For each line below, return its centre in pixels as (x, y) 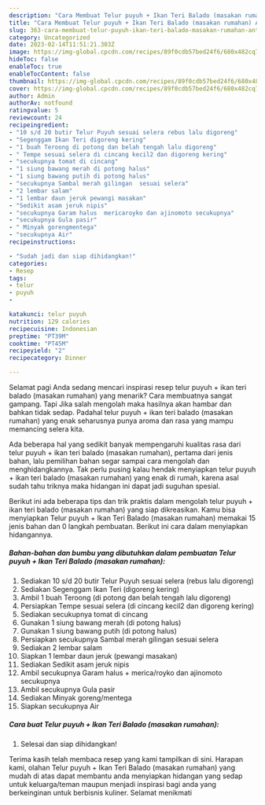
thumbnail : (27, 81)
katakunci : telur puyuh (48, 314)
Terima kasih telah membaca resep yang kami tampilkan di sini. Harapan (126, 759)
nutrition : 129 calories (50, 322)
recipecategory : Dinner (48, 358)
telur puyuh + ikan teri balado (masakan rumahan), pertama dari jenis (121, 452)
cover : (20, 88)
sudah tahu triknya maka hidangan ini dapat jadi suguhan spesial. (115, 486)
